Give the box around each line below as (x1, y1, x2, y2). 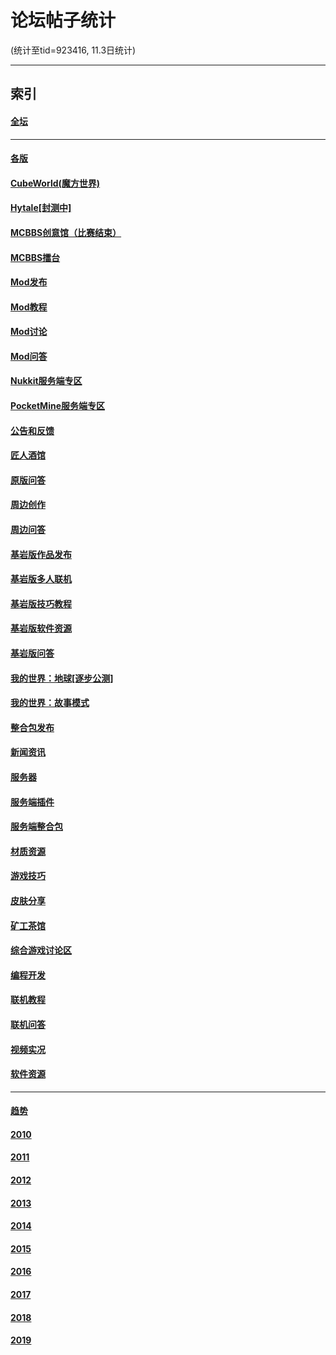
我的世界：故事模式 (10, 697, 90, 709)
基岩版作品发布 (10, 548, 72, 560)
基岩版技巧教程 (10, 597, 72, 610)
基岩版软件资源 (10, 622, 72, 635)
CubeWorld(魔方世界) (10, 177, 101, 189)
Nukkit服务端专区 (10, 375, 83, 387)
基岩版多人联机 (10, 573, 72, 585)
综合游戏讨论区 (10, 944, 72, 956)
